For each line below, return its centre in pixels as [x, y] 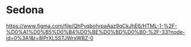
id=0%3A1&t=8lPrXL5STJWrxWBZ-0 [50, 38]
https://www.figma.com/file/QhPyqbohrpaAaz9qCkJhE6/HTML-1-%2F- [92, 26]
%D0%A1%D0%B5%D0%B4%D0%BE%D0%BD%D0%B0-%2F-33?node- [95, 32]
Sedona [25, 10]
